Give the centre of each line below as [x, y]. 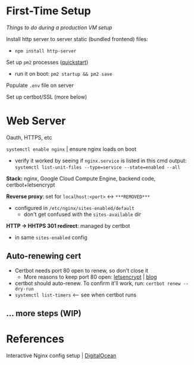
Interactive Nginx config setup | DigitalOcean [61, 355]
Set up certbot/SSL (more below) [47, 97]
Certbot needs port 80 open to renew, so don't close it [82, 270]
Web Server [36, 121]
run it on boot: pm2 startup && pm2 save [63, 73]
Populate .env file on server [40, 85]
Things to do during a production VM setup [59, 27]
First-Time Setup [48, 11]
